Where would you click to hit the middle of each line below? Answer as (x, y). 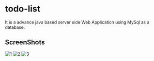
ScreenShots (25, 43)
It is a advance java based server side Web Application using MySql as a (77, 22)
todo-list (23, 9)
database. (15, 27)
